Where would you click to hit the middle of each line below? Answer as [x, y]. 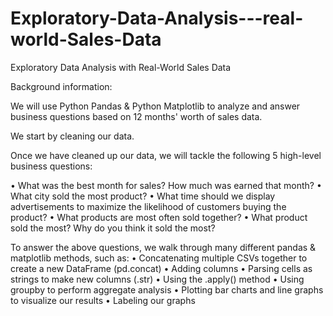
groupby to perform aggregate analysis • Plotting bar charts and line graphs [167, 289]
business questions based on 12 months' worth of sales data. [136, 116]
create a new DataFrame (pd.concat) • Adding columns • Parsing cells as [161, 268]
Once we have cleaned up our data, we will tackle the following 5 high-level [166, 155]
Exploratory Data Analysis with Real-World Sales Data [121, 67]
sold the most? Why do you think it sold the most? [113, 228]
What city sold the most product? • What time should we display [143, 196]
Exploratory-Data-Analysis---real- [157, 18]
